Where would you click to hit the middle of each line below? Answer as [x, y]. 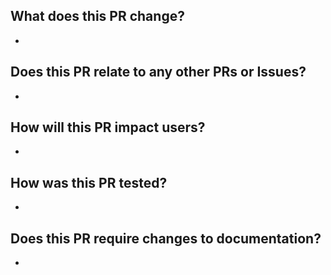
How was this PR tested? [89, 182]
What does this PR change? [97, 16]
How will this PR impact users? [108, 127]
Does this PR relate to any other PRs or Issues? [158, 72]
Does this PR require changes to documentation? [166, 238]
